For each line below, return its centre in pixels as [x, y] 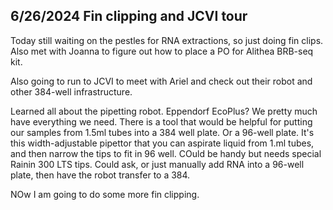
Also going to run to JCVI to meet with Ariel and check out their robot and [161, 81]
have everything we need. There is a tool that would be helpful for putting [161, 121]
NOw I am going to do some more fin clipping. [105, 194]
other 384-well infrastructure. [71, 91]
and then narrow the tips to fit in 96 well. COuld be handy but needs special [166, 153]
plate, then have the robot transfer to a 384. [100, 175]
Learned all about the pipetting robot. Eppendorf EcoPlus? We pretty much [164, 111]
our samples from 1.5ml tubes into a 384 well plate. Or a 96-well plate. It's [162, 132]
